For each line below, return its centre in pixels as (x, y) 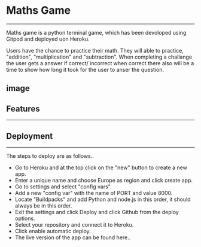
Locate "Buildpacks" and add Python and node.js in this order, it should (103, 199)
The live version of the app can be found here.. (73, 237)
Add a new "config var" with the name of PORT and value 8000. (94, 193)
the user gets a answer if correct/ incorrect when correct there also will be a (100, 63)
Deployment (30, 136)
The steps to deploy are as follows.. (50, 155)
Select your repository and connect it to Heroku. (74, 224)
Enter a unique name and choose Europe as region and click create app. (104, 180)
